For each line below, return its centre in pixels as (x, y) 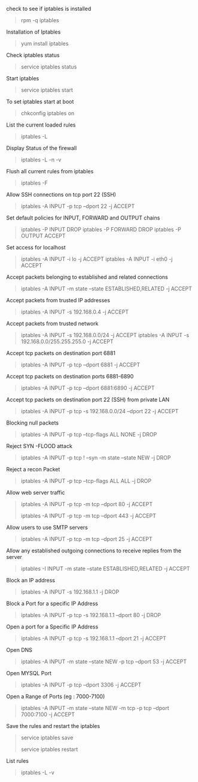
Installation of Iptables (33, 32)
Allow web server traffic (36, 492)
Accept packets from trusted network (52, 324)
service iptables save (47, 738)
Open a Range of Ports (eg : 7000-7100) (56, 696)
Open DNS (19, 650)
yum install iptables (45, 43)
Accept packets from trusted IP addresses (58, 300)
